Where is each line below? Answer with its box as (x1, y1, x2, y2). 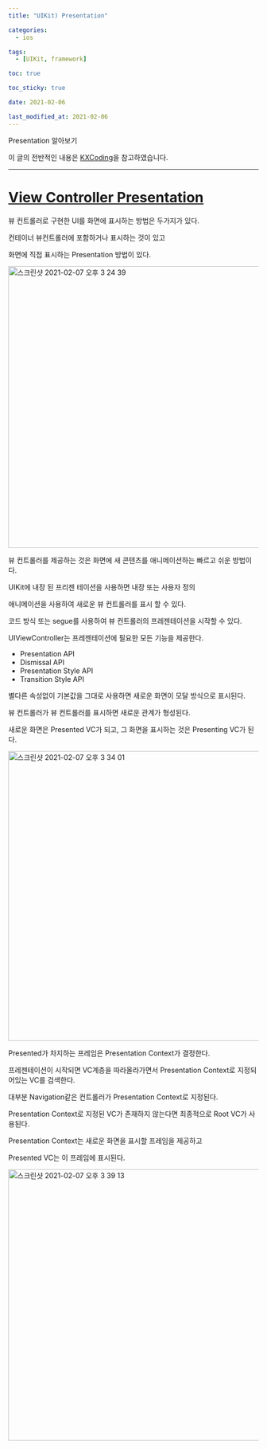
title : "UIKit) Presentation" (8, 11, 109, 20)
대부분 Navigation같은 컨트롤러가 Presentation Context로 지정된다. (8, 1092, 219, 1102)
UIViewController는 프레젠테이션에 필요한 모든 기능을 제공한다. (8, 632, 204, 642)
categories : (8, 25, 48, 34)
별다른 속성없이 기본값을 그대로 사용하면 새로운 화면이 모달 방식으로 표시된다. (8, 691, 246, 700)
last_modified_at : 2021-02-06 (8, 112, 109, 120)
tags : (8, 48, 26, 56)
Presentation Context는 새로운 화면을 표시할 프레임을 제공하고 (8, 1136, 203, 1145)
